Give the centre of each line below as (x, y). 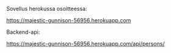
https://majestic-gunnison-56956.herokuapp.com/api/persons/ (85, 44)
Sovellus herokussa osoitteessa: (47, 9)
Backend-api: (23, 32)
